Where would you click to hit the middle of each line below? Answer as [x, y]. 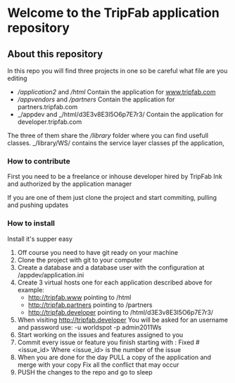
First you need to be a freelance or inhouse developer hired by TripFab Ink [115, 177]
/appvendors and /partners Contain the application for [96, 99]
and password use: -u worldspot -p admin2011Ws [89, 327]
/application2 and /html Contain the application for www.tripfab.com [116, 92]
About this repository [55, 54]
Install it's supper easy [40, 239]
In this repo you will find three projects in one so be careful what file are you [118, 71]
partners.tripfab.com [47, 107]
